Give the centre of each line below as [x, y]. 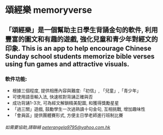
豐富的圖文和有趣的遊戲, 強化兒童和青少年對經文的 [81, 39]
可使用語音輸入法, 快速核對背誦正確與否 [52, 97]
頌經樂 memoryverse [49, 10]
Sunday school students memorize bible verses [80, 56]
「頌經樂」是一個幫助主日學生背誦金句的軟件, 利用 [81, 30]
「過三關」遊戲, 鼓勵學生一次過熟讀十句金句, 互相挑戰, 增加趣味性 [79, 109]
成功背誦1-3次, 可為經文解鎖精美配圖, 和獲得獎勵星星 [66, 103]
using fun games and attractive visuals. [67, 64]
